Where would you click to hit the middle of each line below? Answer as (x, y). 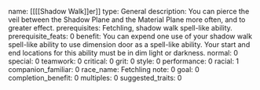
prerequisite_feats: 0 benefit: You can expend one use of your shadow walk (130, 36)
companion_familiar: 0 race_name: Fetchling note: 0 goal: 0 (104, 69)
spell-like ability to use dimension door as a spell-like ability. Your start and (129, 45)
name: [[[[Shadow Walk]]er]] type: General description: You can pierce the (129, 11)
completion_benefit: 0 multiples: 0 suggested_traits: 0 (95, 78)
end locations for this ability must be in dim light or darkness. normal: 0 (123, 53)
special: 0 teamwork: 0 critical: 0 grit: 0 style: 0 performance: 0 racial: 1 (124, 61)
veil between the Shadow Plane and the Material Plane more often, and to (127, 20)
